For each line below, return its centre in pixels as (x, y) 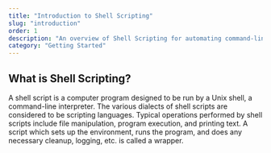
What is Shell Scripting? (70, 79)
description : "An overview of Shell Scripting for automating (115, 38)
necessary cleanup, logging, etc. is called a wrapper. (96, 140)
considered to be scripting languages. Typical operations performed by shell (135, 114)
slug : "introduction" (45, 23)
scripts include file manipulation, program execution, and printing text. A (128, 123)
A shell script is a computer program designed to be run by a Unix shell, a (130, 97)
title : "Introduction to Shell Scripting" (81, 16)
